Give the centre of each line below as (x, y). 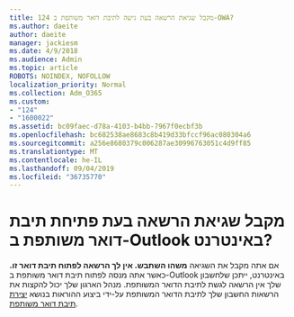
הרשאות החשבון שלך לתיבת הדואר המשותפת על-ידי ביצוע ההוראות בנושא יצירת (144, 294)
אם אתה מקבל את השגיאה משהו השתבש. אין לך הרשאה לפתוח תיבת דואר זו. (144, 266)
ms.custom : (30, 101)
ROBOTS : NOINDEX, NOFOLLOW (60, 77)
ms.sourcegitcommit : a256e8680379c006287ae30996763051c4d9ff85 (130, 143)
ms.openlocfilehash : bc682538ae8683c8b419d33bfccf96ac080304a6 (130, 135)
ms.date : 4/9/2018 (44, 51)
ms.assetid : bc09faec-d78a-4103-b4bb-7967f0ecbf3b (106, 127)
